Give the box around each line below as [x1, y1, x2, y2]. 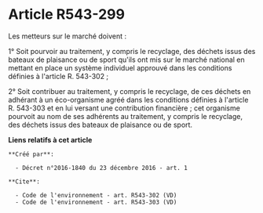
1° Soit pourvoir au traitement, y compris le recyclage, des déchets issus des [8, 46, 256, 56]
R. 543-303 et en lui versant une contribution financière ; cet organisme [8, 103, 241, 113]
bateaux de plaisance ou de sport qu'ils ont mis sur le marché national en [8, 55, 245, 64]
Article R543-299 [8, 5, 126, 23]
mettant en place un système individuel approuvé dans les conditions [8, 63, 232, 72]
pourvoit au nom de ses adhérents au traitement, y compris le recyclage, [8, 111, 243, 121]
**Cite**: [8, 178, 41, 186]
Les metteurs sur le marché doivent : [8, 31, 127, 41]
